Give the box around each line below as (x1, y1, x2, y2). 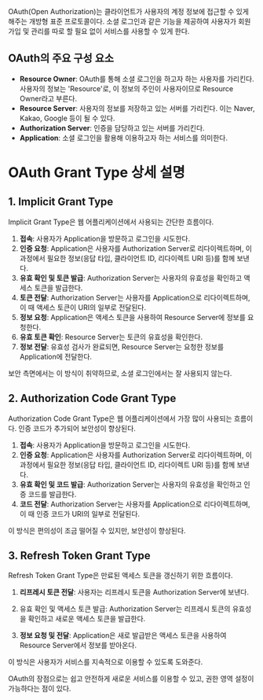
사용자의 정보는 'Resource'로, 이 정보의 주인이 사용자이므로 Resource (19, 83, 234, 93)
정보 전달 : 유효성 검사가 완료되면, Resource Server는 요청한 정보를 (19, 341, 225, 352)
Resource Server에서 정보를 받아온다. (19, 640, 137, 650)
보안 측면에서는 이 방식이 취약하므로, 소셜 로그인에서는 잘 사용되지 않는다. (8, 368, 232, 378)
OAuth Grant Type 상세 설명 (8, 164, 186, 181)
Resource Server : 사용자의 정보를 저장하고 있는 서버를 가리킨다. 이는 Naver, (19, 103, 255, 112)
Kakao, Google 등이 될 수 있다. (19, 113, 115, 123)
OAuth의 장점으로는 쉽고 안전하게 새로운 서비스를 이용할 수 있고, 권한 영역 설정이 (8, 674, 254, 683)
